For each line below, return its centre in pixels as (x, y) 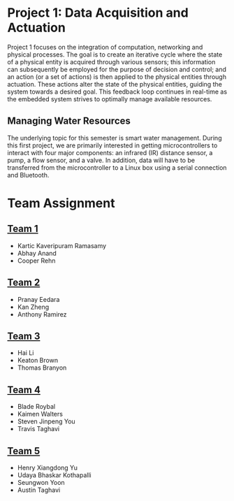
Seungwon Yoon (41, 482)
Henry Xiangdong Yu (47, 467)
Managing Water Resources (69, 121)
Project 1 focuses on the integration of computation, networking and (105, 47)
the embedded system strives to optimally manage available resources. (110, 99)
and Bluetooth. (28, 175)
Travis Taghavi (38, 429)
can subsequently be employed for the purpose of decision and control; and (117, 69)
